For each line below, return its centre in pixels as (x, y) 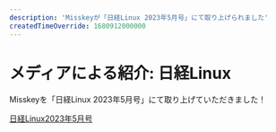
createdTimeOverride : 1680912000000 (78, 26)
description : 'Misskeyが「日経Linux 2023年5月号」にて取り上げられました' (139, 18)
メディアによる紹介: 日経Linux (120, 73)
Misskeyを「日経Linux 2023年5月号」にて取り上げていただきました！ (138, 100)
